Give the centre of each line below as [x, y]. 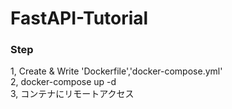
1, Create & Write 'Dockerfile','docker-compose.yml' [116, 71]
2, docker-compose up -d [63, 82]
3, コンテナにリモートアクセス [72, 94]
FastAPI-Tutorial [79, 18]
